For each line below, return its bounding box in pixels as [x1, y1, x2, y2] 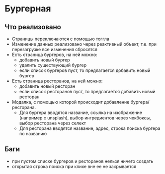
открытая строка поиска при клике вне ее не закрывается [11, 163, 137, 169]
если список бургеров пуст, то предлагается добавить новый [19, 67, 151, 73]
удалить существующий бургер [19, 62, 87, 68]
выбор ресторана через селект [19, 120, 86, 126]
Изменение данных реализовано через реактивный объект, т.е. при [11, 41, 157, 47]
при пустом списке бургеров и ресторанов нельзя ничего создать [11, 158, 154, 164]
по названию [19, 131, 47, 136]
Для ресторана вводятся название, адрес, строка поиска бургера [19, 125, 161, 131]
